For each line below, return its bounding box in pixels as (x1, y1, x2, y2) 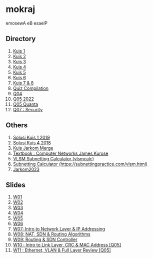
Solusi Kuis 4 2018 (12, 139, 51, 146)
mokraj (5, 4, 35, 15)
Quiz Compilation (12, 85, 49, 91)
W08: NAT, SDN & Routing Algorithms (12, 231, 90, 237)
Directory (5, 35, 36, 43)
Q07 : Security (12, 106, 43, 112)
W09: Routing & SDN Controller (12, 236, 77, 242)
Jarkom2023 (12, 166, 39, 172)
